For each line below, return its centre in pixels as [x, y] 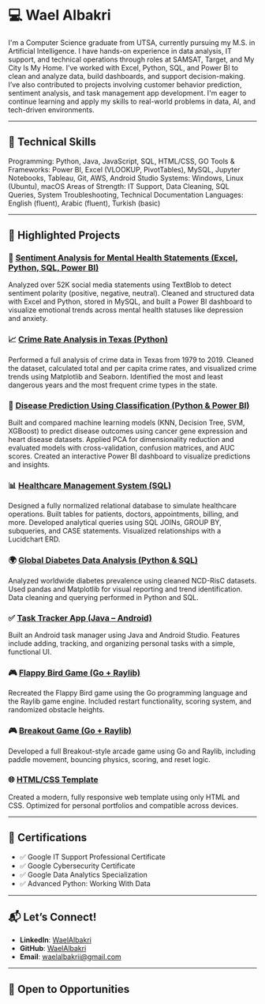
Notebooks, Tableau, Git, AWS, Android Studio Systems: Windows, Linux [126, 178]
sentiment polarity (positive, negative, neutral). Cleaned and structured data [131, 293]
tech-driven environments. [51, 109]
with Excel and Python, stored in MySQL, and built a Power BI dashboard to [130, 302]
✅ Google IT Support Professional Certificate [92, 857]
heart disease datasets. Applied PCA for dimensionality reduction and [121, 440]
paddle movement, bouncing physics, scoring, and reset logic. [110, 759]
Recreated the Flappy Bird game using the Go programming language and [128, 693]
